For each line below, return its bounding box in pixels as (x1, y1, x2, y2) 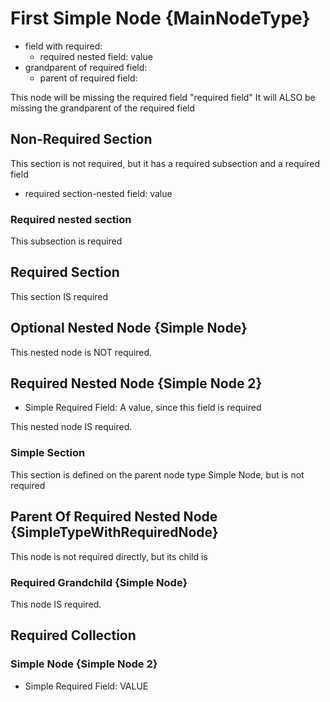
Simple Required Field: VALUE (24, 680, 149, 692)
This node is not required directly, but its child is (10, 550, 208, 562)
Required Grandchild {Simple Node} (10, 575, 188, 589)
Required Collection (10, 627, 137, 644)
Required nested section (10, 212, 132, 226)
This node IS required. (10, 598, 102, 610)
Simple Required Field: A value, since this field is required (24, 402, 262, 414)
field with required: (24, 40, 103, 52)
